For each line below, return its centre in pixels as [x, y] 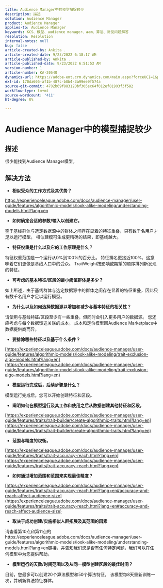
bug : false [16, 46]
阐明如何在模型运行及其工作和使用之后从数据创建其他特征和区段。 [78, 405]
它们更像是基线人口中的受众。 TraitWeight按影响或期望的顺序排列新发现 [85, 263]
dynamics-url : [19, 77]
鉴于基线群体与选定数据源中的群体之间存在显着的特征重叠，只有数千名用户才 [81, 231]
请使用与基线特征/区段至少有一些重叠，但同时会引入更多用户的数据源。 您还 [81, 317]
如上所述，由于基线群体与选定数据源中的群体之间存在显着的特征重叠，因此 [79, 290]
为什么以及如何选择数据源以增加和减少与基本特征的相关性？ [72, 306]
